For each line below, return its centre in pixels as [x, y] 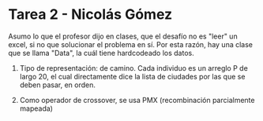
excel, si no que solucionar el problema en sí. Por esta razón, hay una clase [131, 44]
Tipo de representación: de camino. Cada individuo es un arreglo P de [134, 68]
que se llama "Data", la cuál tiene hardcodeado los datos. [101, 53]
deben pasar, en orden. [58, 85]
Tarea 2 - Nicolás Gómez [90, 15]
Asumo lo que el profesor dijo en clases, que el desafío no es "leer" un [123, 36]
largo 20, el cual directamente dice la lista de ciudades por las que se [132, 76]
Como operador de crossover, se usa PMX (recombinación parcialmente [137, 100]
